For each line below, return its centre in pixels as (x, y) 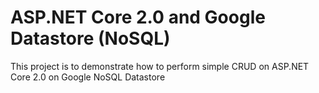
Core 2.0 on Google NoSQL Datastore (88, 77)
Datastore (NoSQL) (90, 38)
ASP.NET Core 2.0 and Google (138, 17)
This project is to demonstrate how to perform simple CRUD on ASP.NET (160, 66)
